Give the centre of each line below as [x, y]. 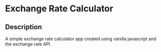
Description [23, 27]
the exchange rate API [28, 44]
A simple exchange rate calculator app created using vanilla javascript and [81, 39]
